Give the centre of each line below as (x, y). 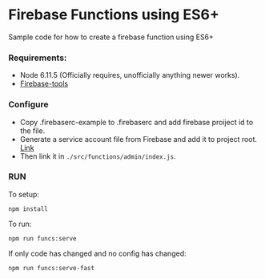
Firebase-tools (44, 84)
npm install (28, 209)
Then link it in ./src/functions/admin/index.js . (98, 156)
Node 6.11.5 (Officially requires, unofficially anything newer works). (130, 75)
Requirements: (38, 58)
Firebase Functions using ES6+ (114, 15)
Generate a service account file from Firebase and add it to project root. (139, 139)
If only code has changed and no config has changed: (97, 253)
